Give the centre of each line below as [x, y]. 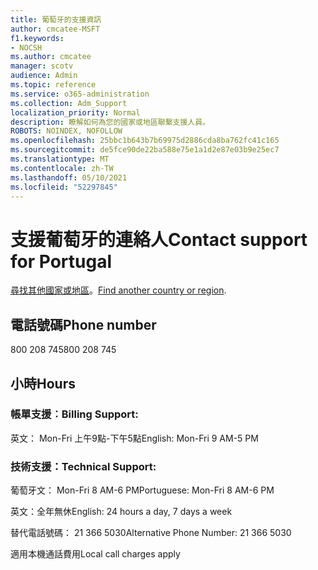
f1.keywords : [37, 38]
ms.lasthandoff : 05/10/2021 [69, 177]
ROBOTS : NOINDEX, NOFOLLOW [66, 131]
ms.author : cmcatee [51, 57]
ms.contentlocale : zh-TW [62, 168]
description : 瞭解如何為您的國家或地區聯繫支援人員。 [110, 122]
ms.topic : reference [53, 85]
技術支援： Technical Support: [83, 466]
